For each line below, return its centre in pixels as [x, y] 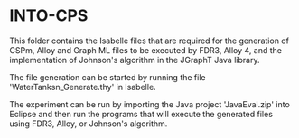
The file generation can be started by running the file [107, 77]
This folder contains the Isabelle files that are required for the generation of [149, 41]
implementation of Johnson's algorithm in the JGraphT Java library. [135, 60]
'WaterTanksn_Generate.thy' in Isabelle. [83, 87]
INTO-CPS [49, 16]
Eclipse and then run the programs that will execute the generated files [141, 114]
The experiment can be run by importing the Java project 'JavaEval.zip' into [150, 104]
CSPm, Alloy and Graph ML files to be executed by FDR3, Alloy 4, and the [146, 50]
